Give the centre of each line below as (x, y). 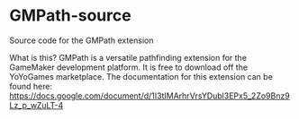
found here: (31, 86)
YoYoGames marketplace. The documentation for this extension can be (141, 76)
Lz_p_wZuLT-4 (36, 105)
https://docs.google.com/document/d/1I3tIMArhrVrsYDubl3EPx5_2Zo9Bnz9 (149, 96)
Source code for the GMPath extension (82, 40)
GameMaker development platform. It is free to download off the (129, 67)
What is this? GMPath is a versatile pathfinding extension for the (128, 57)
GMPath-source (71, 16)
